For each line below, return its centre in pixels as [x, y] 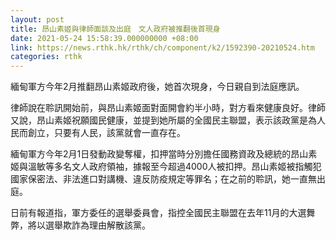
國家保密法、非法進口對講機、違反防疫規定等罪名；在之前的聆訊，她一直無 [163, 179]
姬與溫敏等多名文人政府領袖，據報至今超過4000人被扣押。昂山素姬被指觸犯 [166, 167]
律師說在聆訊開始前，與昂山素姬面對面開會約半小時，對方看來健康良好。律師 [168, 108]
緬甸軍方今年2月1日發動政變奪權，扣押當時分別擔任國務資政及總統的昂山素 [164, 154]
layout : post [37, 19]
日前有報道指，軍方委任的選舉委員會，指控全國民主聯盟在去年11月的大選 [158, 213]
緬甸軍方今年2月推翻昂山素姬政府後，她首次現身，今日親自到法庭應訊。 [157, 87]
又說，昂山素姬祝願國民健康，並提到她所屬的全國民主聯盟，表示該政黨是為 [163, 120]
